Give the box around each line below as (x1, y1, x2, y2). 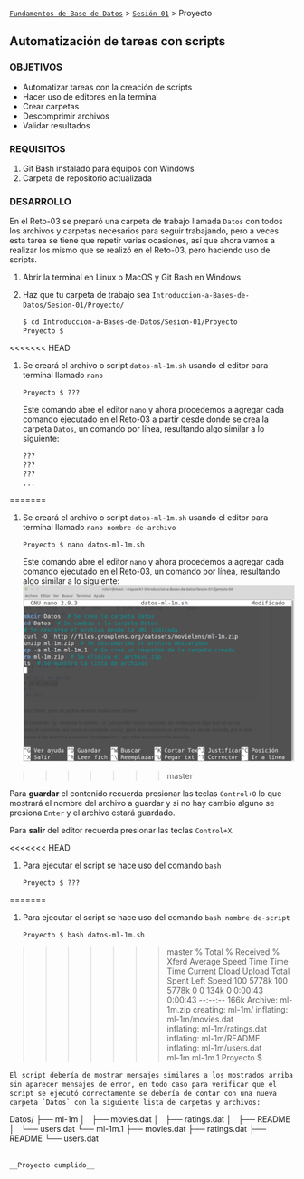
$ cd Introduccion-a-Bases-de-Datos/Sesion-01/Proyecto (22, 318, 238, 327)
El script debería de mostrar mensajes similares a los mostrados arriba (9, 1070, 294, 1079)
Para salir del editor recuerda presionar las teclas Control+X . (9, 824, 234, 835)
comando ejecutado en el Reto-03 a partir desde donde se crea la (22, 414, 270, 424)
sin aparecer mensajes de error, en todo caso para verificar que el (9, 1079, 278, 1089)
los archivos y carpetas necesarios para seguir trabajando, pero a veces (9, 225, 279, 236)
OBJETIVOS (9, 61, 63, 73)
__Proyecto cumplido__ (9, 1160, 95, 1170)
